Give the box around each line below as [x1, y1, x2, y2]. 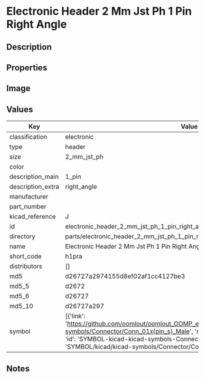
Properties [6, 62, 48, 73]
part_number [9, 202, 47, 211]
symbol [9, 327, 31, 336]
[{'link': [65, 312, 85, 320]
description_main [9, 173, 59, 181]
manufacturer [9, 192, 49, 201]
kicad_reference [9, 213, 56, 221]
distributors [9, 262, 43, 271]
